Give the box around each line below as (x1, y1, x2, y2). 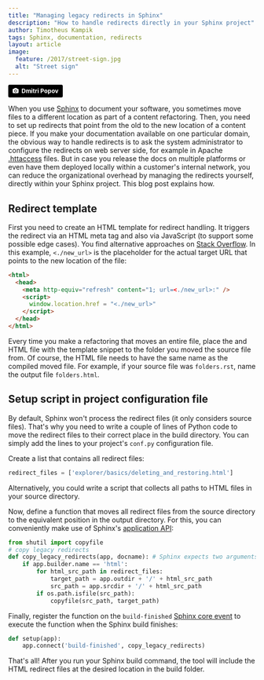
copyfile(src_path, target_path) (49, 597, 159, 605)
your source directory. (8, 492, 80, 501)
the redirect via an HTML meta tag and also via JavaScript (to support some (8, 231, 254, 240)
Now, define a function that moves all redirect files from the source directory (8, 506, 255, 516)
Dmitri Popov (21, 86, 59, 95)
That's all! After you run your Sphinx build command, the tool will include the (8, 656, 255, 666)
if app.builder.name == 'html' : (22, 561, 128, 568)
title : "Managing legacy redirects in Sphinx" (8, 11, 163, 20)
